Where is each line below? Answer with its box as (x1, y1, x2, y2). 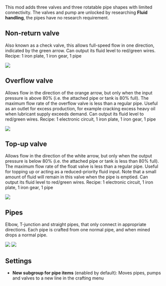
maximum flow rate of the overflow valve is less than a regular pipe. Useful (5, 100, 158, 106)
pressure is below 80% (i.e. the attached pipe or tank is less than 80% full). (5, 158, 160, 164)
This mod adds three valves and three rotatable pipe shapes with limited (5, 4, 153, 10)
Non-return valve (5, 29, 60, 38)
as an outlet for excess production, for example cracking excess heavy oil (5, 105, 156, 111)
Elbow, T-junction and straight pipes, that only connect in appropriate (5, 221, 147, 227)
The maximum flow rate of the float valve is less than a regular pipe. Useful (5, 163, 159, 169)
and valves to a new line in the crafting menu (12, 275, 104, 281)
